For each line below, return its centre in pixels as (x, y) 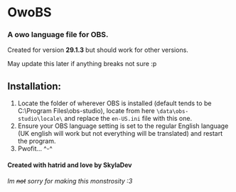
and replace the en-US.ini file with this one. (128, 119)
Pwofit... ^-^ (35, 149)
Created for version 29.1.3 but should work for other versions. (98, 50)
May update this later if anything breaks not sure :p (82, 64)
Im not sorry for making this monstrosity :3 (70, 181)
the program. (37, 141)
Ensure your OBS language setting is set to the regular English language (123, 126)
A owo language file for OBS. (58, 35)
